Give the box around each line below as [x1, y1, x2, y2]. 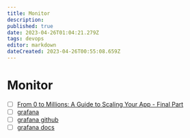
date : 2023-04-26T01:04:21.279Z [7, 29, 99, 36]
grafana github [16, 115, 59, 124]
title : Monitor [7, 10, 51, 17]
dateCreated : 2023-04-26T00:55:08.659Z [7, 49, 121, 55]
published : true [7, 23, 53, 29]
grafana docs [16, 124, 55, 131]
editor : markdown [7, 42, 57, 49]
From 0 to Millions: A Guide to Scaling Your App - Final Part [16, 100, 184, 108]
